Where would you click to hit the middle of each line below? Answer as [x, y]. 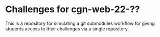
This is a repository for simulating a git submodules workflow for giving [80, 23]
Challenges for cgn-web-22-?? [73, 9]
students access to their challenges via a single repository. [67, 28]
